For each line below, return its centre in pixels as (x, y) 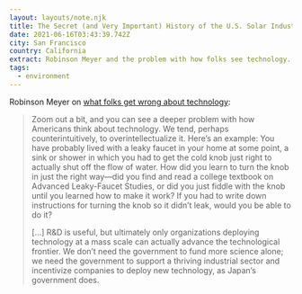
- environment (44, 76)
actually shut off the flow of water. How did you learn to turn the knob (160, 166)
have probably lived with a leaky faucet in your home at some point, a (160, 147)
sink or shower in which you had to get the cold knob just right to (151, 157)
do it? (41, 214)
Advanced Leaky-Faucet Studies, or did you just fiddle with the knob (158, 186)
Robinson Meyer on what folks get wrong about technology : (120, 102)
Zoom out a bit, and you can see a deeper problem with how (143, 119)
